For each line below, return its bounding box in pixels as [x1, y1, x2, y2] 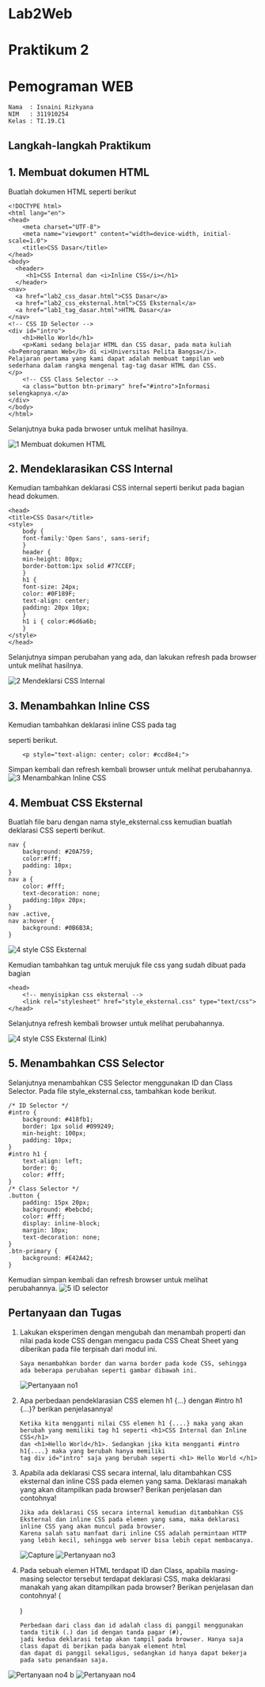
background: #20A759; [22, 847, 93, 855]
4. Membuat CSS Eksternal [8, 796, 143, 809]
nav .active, [8, 910, 51, 918]
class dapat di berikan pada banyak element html [19, 1642, 187, 1650]
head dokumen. [8, 492, 59, 501]
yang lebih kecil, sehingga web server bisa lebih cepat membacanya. [19, 1536, 255, 1544]
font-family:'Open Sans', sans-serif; [22, 535, 150, 543]
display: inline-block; [22, 1219, 101, 1228]
